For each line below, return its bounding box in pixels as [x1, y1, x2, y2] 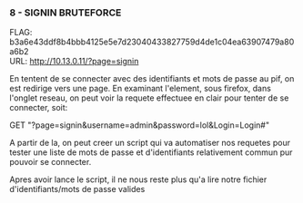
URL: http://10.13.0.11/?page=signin [9, 56, 139, 67]
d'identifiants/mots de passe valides [9, 184, 146, 195]
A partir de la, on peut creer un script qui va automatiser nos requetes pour [9, 138, 291, 149]
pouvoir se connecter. [9, 157, 92, 168]
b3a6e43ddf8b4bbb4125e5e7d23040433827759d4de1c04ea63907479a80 [9, 36, 295, 47]
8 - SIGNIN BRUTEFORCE [9, 6, 122, 19]
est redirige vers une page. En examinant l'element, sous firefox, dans [9, 83, 271, 94]
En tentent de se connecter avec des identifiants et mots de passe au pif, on [9, 73, 295, 84]
